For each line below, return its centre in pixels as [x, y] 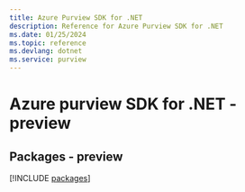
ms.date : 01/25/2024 [48, 34]
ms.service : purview [48, 59]
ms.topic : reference [48, 43]
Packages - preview [66, 156]
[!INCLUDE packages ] [50, 178]
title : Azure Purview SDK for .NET [76, 18]
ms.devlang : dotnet [46, 51]
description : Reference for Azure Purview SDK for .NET [116, 26]
